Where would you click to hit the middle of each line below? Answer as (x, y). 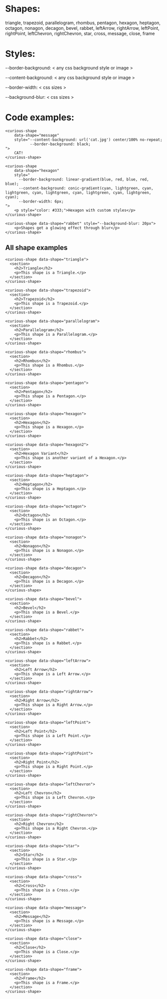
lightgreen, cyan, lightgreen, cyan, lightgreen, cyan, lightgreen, (78, 193)
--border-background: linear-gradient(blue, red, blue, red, (84, 179)
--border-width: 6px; (41, 201)
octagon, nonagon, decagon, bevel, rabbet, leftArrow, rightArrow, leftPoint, (82, 28)
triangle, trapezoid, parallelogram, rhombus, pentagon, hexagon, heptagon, (83, 23)
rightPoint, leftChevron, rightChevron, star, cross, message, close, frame (80, 33)
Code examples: (40, 118)
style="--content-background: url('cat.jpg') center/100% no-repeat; (89, 140)
